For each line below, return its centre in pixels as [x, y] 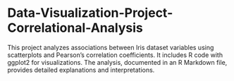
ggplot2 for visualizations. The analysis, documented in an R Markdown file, [117, 62]
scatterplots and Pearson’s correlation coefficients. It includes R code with [115, 55]
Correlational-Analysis [75, 28]
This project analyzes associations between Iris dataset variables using [111, 47]
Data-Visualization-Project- [90, 13]
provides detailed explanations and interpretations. [81, 70]
